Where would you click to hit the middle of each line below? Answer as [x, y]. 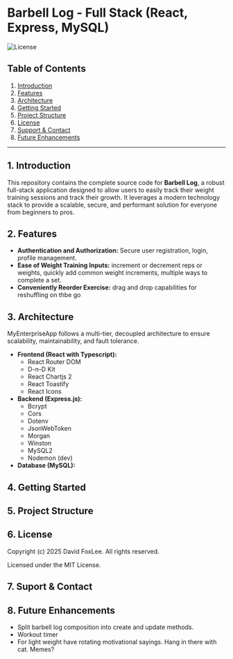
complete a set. [40, 280]
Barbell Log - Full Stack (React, [97, 13]
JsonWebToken [49, 429]
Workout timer [37, 634]
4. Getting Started [47, 487]
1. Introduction [39, 166]
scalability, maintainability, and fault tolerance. [73, 341]
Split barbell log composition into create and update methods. [105, 627]
